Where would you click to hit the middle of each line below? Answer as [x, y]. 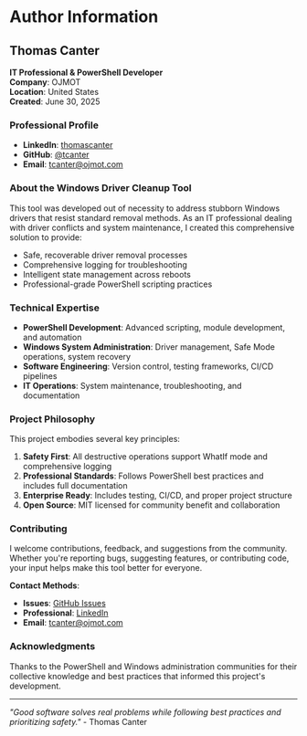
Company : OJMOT [45, 82]
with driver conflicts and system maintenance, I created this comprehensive [152, 227]
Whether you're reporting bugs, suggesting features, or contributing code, [149, 558]
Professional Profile [54, 125]
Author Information [84, 17]
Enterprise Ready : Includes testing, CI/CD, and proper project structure [157, 496]
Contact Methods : [45, 585]
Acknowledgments [53, 647]
